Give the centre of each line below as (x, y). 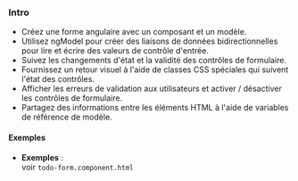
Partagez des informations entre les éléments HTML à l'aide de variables (155, 108)
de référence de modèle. (66, 117)
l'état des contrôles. (58, 79)
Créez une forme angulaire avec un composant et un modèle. (134, 32)
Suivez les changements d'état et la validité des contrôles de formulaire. (154, 61)
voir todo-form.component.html (78, 167)
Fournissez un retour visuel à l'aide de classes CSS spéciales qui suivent (155, 70)
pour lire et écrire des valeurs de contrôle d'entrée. (115, 51)
